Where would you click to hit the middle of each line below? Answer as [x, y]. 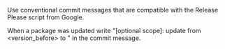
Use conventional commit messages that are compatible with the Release [113, 10]
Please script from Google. [46, 17]
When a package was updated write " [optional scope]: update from [104, 31]
